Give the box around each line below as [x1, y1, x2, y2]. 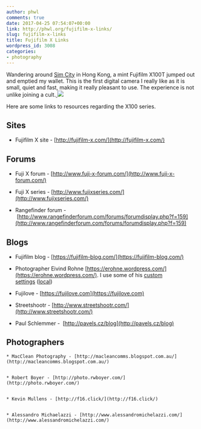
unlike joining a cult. [6, 91, 56, 98]
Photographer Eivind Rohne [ [15, 265, 87, 272]
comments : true [6, 15, 45, 21]
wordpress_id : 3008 [6, 43, 56, 49]
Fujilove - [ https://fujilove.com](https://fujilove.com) [15, 290, 145, 297]
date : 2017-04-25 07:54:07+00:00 [6, 20, 91, 26]
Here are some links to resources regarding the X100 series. [6, 103, 156, 110]
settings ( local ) [15, 278, 53, 286]
